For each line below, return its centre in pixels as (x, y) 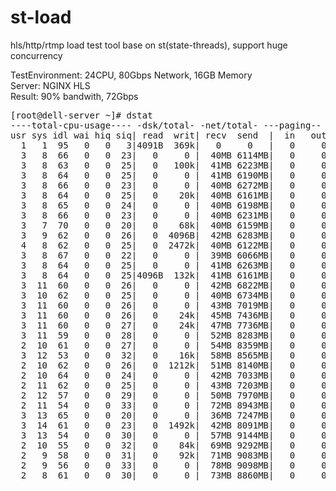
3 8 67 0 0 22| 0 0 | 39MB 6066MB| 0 (158, 255)
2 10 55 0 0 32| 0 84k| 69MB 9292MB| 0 (158, 445)
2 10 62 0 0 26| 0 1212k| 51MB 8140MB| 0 (158, 365)
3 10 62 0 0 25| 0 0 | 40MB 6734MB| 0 (158, 295)
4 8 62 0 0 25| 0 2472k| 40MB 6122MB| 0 (158, 245)
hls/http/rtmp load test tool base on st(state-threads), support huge (149, 45)
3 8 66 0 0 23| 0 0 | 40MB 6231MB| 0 (158, 215)
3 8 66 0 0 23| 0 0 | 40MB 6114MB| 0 (158, 155)
